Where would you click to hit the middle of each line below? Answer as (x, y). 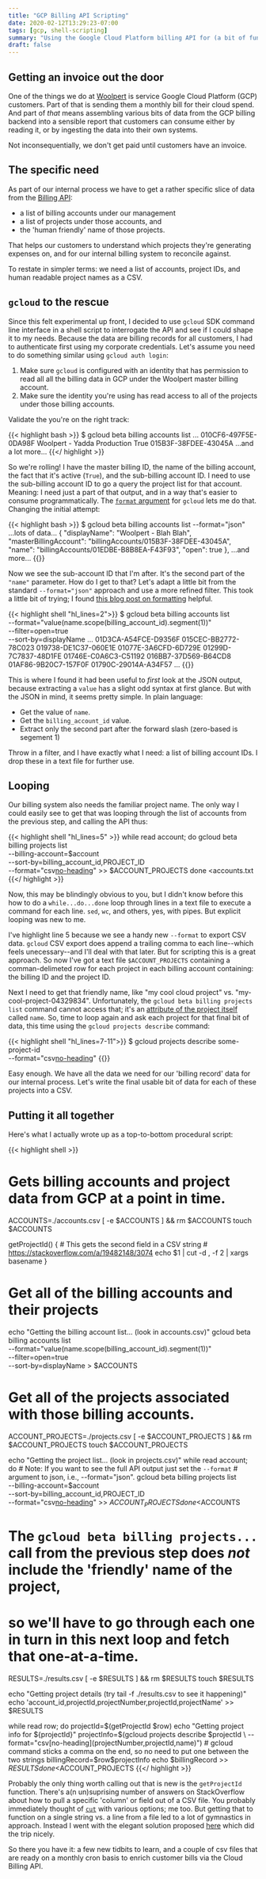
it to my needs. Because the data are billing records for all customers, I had (131, 338)
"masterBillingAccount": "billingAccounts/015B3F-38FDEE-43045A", (120, 541)
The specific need (54, 170)
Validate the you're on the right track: (69, 419)
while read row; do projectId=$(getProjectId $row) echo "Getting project (126, 1726)
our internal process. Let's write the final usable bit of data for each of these (133, 1082)
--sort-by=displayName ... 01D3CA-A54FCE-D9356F (94, 639)
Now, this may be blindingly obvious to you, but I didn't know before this (126, 894)
